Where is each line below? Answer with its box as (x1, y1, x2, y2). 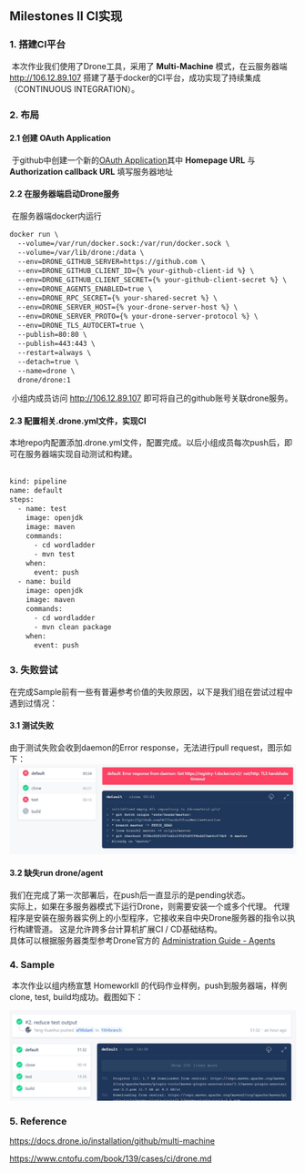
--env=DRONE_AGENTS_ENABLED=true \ (17, 285, 153, 294)
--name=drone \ (17, 367, 76, 376)
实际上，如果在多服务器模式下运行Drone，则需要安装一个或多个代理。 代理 (9, 901, 290, 912)
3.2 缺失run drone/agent (9, 868, 104, 879)
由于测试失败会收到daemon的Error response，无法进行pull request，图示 (9, 741, 284, 753)
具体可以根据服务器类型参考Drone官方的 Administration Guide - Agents (9, 934, 276, 945)
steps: (9, 495, 35, 505)
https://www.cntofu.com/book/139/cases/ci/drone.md (9, 1153, 212, 1164)
